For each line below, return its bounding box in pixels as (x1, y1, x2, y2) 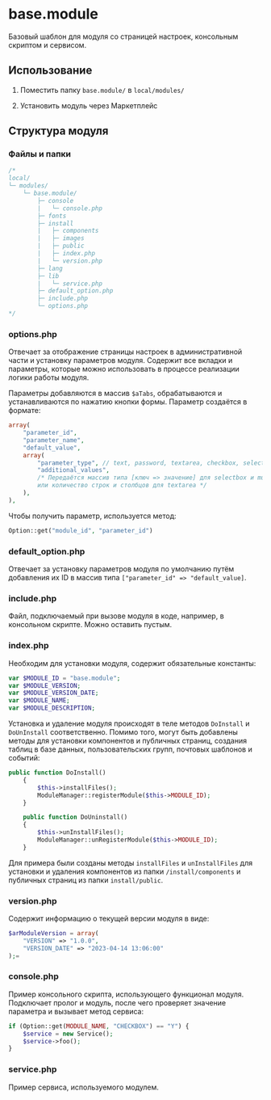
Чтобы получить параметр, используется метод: (8, 511, 177, 520)
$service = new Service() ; (23, 1030, 114, 1038)
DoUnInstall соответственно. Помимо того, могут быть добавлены (8, 727, 238, 736)
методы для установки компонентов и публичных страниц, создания (8, 736, 248, 745)
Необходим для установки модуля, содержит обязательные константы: (8, 658, 256, 668)
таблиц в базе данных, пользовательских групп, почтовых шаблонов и (8, 744, 252, 754)
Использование (8, 64, 93, 78)
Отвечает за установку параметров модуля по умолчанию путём (8, 564, 235, 574)
